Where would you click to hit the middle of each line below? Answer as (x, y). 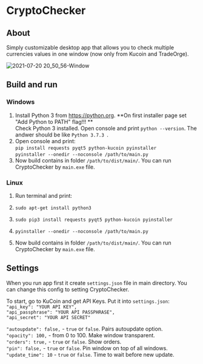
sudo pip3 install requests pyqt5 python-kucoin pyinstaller (94, 220)
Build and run (32, 85)
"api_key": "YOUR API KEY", (42, 307)
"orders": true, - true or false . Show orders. (64, 342)
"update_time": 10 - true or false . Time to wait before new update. (90, 354)
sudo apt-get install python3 (53, 208)
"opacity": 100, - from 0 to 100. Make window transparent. (81, 335)
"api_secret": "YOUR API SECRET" (48, 317)
